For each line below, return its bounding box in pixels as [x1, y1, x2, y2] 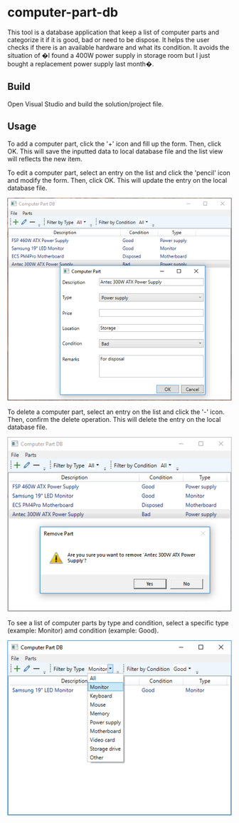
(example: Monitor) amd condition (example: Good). [7, 626, 159, 635]
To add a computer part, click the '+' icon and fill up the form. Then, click [7, 139, 222, 148]
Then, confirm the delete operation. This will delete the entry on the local [7, 415, 221, 423]
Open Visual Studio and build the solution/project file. [7, 99, 164, 108]
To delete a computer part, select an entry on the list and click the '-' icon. [7, 408, 225, 416]
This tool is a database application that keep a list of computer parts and [7, 28, 219, 36]
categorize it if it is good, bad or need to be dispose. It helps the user [7, 35, 210, 44]
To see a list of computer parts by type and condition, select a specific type [7, 619, 229, 627]
